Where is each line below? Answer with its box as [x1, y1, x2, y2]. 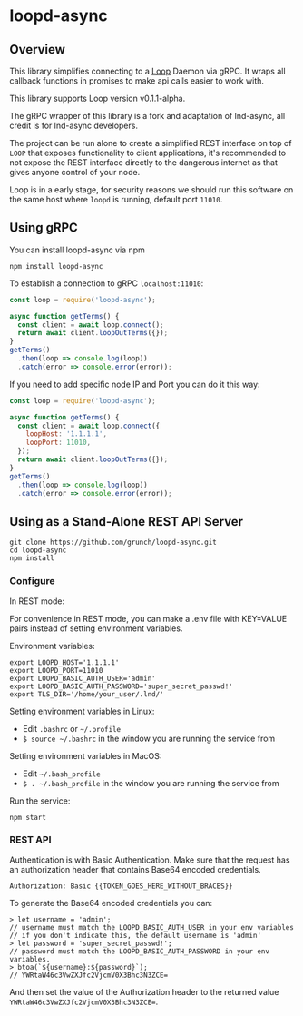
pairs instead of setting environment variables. [9, 623, 183, 634]
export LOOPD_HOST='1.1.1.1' [9, 657, 120, 667]
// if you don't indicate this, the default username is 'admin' [9, 931, 261, 940]
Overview [9, 42, 66, 57]
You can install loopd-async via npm [9, 244, 145, 255]
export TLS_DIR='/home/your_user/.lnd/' [9, 689, 165, 699]
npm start [9, 813, 47, 822]
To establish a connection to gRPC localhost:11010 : [9, 278, 204, 289]
